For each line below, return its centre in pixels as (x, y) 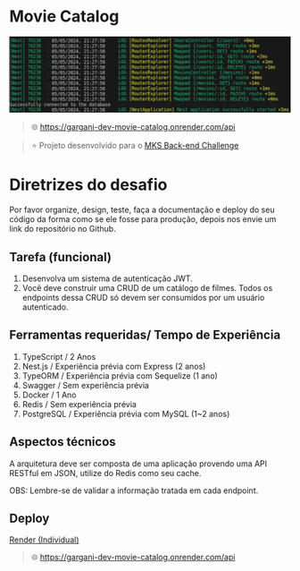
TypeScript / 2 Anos (59, 356)
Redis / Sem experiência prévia (79, 404)
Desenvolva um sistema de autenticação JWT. (108, 278)
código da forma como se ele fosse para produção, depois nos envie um (143, 219)
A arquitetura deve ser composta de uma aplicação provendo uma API (138, 464)
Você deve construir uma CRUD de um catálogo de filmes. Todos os (147, 288)
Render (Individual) (44, 540)
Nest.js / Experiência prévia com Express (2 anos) (114, 366)
